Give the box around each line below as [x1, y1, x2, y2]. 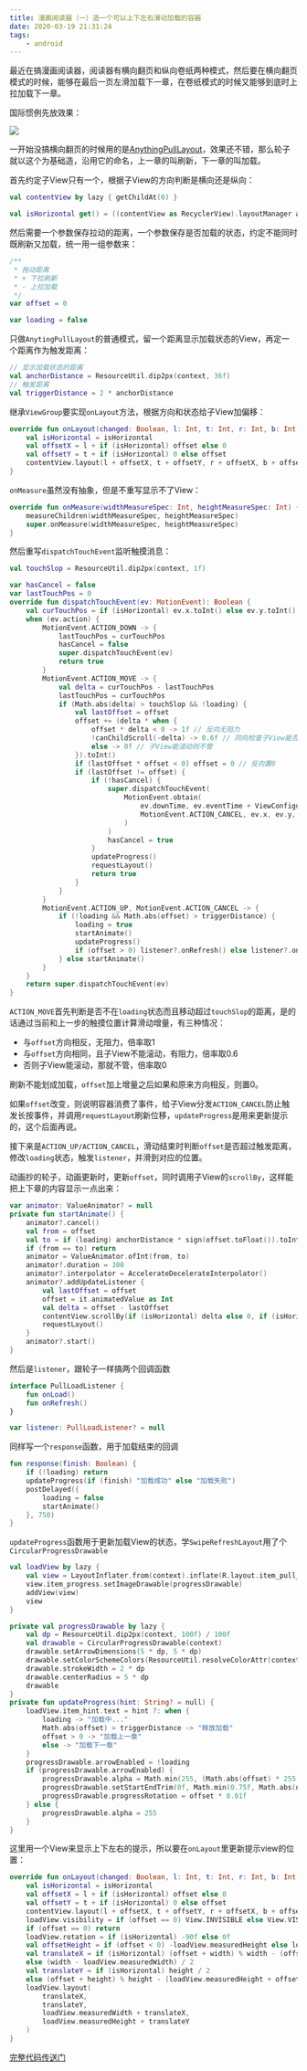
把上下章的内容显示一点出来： [9, 1183, 122, 1194]
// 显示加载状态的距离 [9, 363, 84, 373]
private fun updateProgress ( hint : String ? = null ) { [9, 1698, 215, 1707]
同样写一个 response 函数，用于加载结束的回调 [9, 1441, 179, 1453]
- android [26, 38, 64, 48]
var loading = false [9, 316, 89, 325]
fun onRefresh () [26, 1399, 89, 1408]
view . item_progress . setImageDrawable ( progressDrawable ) [26, 1580, 244, 1589]
